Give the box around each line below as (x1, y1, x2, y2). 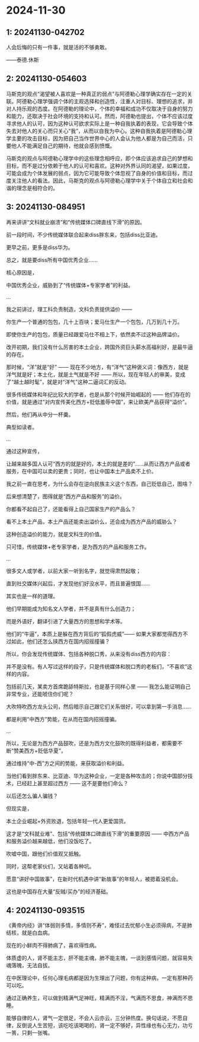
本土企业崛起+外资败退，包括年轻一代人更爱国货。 (6, 817, 129, 824)
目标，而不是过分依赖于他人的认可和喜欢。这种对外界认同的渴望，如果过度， (6, 162, 193, 169)
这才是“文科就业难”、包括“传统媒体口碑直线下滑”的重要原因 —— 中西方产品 (6, 830, 190, 837)
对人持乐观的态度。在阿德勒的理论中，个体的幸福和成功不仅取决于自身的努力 (6, 105, 193, 112)
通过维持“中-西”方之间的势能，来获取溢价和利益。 (6, 760, 127, 767)
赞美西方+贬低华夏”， (14, 747, 66, 754)
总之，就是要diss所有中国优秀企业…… (6, 256, 98, 263)
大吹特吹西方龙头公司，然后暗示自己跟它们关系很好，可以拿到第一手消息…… (6, 703, 192, 710)
